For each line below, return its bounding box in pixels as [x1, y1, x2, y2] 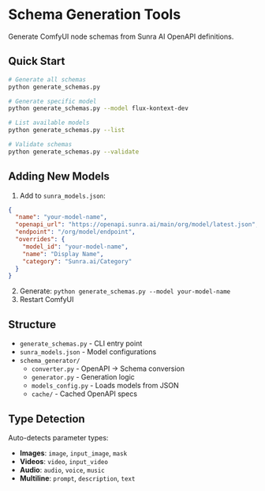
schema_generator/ [19, 357, 80, 365]
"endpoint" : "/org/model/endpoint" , [15, 228, 136, 236]
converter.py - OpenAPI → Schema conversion [31, 364, 185, 373]
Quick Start [8, 55, 65, 68]
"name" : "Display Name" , [22, 250, 104, 258]
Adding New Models [8, 170, 110, 183]
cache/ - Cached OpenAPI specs [31, 389, 138, 398]
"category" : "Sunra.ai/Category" [22, 257, 132, 266]
